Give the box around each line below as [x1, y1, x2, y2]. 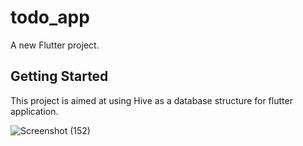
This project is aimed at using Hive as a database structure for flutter [10, 94, 293, 106]
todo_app [10, 6, 90, 29]
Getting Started [10, 68, 109, 85]
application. [10, 105, 59, 117]
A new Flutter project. [10, 39, 100, 51]
